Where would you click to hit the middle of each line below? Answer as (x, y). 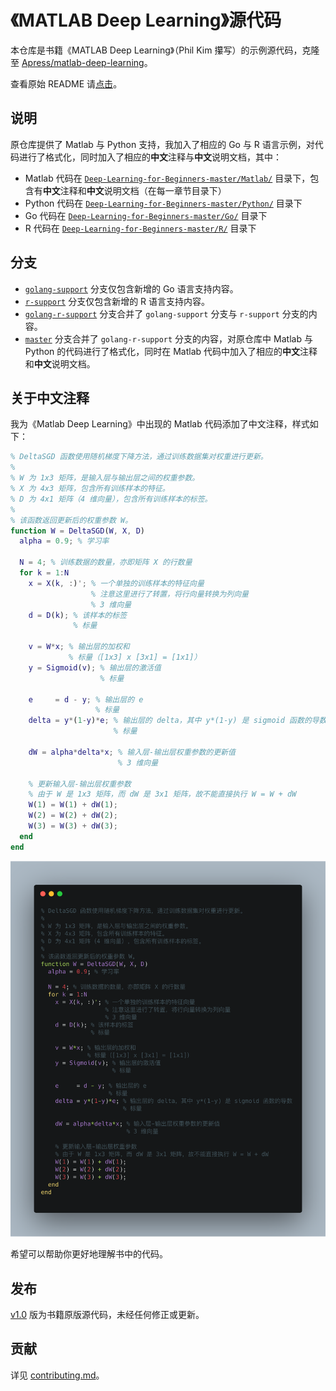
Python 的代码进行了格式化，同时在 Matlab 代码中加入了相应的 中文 (162, 351)
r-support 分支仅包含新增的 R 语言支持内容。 (117, 301)
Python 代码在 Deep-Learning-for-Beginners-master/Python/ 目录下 (163, 203)
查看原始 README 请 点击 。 (66, 83)
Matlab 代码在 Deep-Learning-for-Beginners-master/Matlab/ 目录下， (167, 178)
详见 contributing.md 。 (57, 1375)
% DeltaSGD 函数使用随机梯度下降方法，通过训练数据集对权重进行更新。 (139, 457)
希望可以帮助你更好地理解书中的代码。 (89, 1254)
